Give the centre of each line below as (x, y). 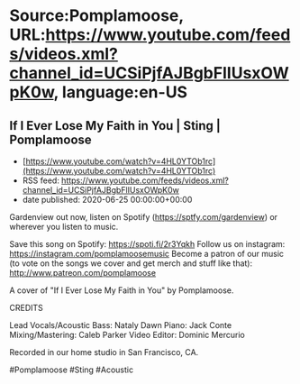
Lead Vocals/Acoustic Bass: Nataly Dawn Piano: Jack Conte (121, 325)
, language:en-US (120, 92)
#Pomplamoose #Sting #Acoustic (71, 370)
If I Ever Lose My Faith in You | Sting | (115, 126)
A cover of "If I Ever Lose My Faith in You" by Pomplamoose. (122, 290)
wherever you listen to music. (64, 227)
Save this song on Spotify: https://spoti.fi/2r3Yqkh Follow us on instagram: (147, 244)
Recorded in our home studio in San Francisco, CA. (104, 352)
